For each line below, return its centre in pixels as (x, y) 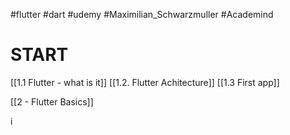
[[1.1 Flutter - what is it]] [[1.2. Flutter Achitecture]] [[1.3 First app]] (145, 82)
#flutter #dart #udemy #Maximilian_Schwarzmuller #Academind (142, 14)
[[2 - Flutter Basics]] (52, 101)
